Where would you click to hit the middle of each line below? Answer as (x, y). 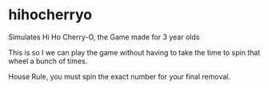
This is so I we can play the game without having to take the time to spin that (134, 52)
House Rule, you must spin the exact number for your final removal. (119, 76)
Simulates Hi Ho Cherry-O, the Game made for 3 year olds (104, 37)
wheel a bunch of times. (48, 61)
